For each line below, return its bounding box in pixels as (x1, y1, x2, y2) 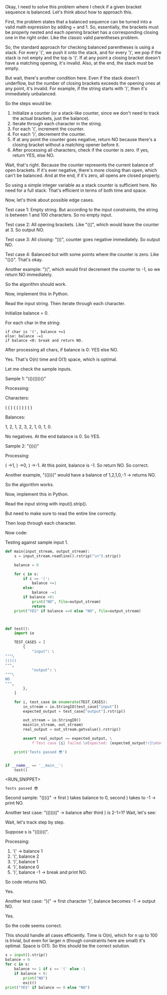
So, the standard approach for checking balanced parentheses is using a (5, 44, 154, 50)
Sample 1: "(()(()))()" (5, 376, 46, 381)
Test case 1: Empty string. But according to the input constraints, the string (5, 207, 158, 212)
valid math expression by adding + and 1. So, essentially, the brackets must (5, 24, 159, 30)
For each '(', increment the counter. (12, 126, 84, 132)
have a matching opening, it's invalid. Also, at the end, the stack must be (5, 60, 154, 66)
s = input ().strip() (5, 953, 48, 958)
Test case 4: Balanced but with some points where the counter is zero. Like (5, 251, 159, 257)
